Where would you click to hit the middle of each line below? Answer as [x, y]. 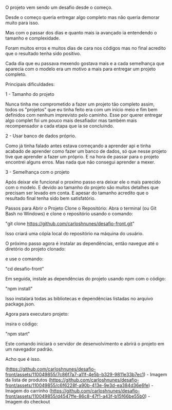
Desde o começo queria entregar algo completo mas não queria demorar [83, 17]
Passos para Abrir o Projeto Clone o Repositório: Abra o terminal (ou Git [81, 208]
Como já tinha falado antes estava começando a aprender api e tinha [78, 146]
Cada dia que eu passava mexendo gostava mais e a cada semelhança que [85, 63]
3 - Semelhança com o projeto [37, 172]
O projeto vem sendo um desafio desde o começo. [59, 7]
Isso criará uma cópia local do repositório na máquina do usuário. [74, 233]
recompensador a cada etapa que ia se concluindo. [60, 126]
